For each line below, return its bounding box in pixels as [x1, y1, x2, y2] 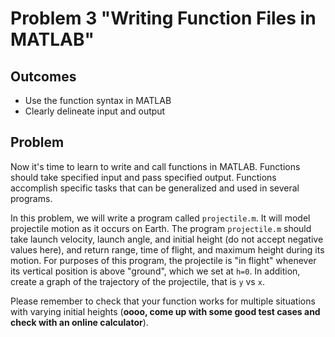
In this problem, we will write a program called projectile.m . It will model [10, 212, 311, 224]
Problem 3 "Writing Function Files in [10, 7, 317, 30]
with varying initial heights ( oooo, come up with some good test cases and [10, 305, 321, 317]
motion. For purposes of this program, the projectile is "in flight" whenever [10, 254, 317, 266]
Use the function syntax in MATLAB [24, 95, 172, 106]
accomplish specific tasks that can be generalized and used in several [10, 182, 300, 194]
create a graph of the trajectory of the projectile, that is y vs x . [10, 275, 265, 287]
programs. [10, 192, 53, 204]
